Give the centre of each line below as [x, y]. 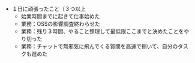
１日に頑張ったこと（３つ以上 [49, 9]
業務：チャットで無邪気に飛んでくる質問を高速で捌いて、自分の [99, 46]
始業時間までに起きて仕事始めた [60, 16]
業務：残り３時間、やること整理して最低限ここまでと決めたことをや [105, 31]
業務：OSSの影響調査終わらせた [60, 24]
